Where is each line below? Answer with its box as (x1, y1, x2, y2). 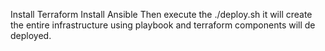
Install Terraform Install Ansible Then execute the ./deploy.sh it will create (10, 9, 313, 20)
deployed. (10, 30, 52, 41)
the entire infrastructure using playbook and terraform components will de (10, 19, 316, 31)
